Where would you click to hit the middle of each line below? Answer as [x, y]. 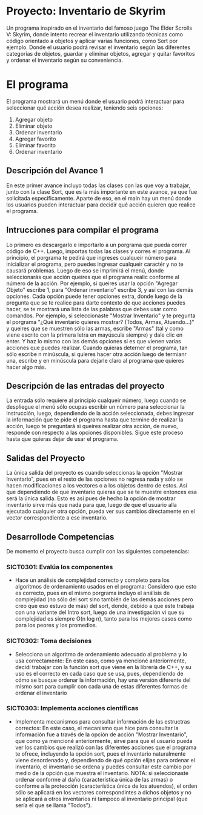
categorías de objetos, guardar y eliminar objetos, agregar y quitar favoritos [101, 53]
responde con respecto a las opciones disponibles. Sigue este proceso [95, 433]
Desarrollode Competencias [60, 537]
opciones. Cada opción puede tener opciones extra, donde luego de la [95, 296]
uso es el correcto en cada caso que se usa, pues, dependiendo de [99, 673]
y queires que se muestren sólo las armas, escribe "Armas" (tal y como [95, 328]
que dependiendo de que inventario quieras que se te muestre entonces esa [101, 492]
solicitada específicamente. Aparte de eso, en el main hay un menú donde [99, 198]
